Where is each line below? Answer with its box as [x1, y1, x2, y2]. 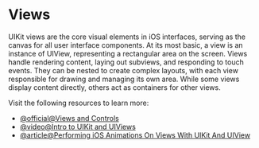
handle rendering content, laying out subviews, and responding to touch [8, 57, 245, 67]
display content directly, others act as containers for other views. [8, 82, 221, 92]
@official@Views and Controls [19, 113, 119, 123]
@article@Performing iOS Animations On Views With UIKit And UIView [19, 130, 251, 140]
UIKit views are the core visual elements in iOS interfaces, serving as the [8, 32, 246, 41]
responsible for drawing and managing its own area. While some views [8, 74, 240, 84]
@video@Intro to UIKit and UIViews [19, 122, 137, 131]
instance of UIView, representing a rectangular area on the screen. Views [8, 49, 248, 58]
